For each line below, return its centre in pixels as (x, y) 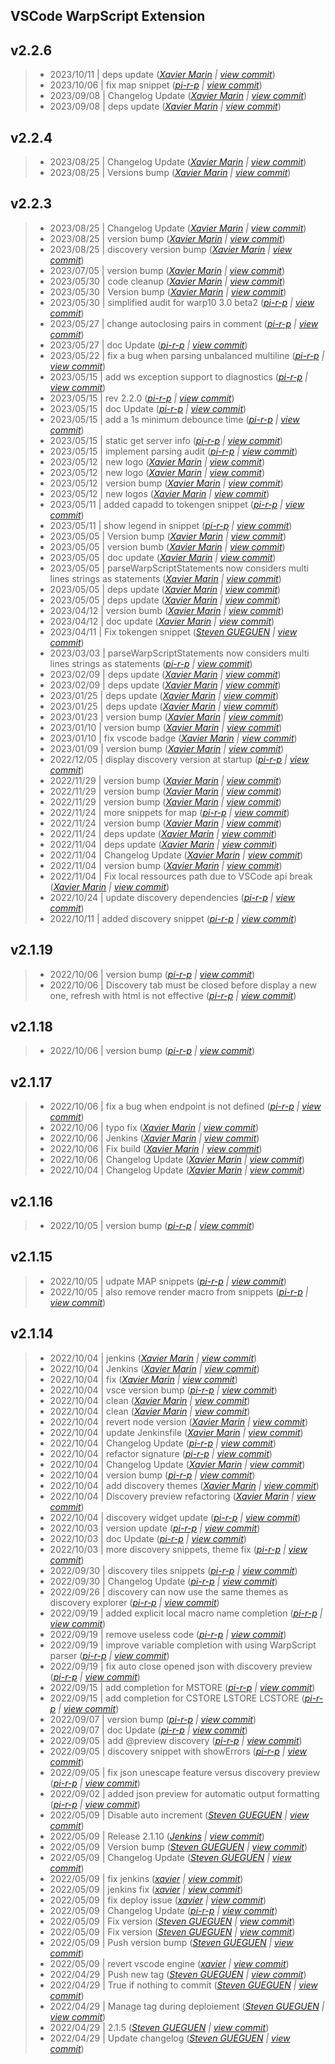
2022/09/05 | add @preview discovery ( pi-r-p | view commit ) (176, 1740)
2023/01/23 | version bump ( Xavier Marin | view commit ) (167, 716)
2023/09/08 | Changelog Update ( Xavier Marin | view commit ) (178, 96)
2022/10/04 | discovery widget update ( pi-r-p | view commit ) (175, 1517)
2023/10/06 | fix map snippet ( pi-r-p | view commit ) (156, 85)
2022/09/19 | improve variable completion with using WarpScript (183, 1645)
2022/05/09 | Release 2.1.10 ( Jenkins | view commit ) (157, 1836)
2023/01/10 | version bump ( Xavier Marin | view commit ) (166, 727)
